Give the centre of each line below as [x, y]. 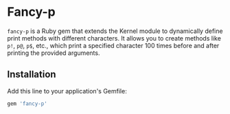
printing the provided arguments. [54, 53]
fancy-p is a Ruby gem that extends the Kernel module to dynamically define [115, 31]
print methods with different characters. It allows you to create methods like [114, 38]
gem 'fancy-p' [27, 104]
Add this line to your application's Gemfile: [67, 91]
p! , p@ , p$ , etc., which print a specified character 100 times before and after [113, 45]
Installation [32, 75]
